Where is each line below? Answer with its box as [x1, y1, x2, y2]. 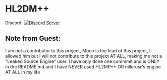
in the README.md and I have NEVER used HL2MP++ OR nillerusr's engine [5, 63, 161, 69]
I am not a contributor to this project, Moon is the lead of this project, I [5, 47, 151, 53]
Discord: [5, 20, 23, 26]
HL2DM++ [5, 3, 49, 15]
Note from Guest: [5, 34, 61, 43]
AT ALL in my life [5, 69, 40, 75]
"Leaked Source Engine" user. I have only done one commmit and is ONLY [5, 58, 160, 64]
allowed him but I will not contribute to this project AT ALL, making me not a [5, 53, 162, 59]
